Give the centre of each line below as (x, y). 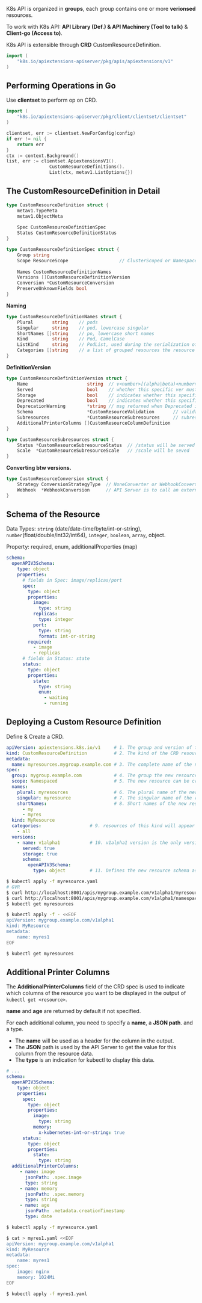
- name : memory (39, 1188)
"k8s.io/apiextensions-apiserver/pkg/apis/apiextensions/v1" (95, 61)
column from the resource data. (54, 1054)
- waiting (56, 698)
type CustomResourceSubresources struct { (60, 439)
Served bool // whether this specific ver (101, 390)
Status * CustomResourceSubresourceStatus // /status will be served (106, 445)
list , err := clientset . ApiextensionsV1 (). (62, 161)
